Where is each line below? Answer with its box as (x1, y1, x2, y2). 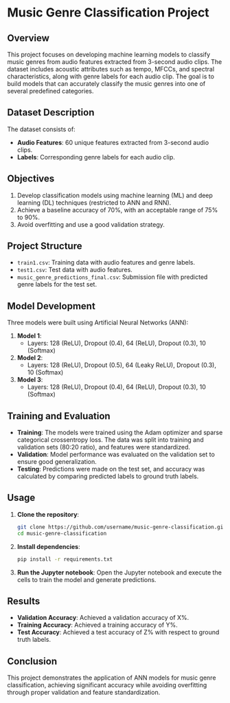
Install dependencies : (16, 542, 80, 550)
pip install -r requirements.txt (16, 555, 113, 563)
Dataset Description (7, 107, 95, 118)
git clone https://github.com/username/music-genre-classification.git (16, 524, 227, 531)
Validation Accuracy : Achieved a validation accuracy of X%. (16, 614, 189, 622)
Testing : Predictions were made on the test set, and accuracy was (16, 465, 205, 473)
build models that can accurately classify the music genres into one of (7, 80, 206, 87)
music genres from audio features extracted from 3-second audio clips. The (7, 58, 222, 66)
